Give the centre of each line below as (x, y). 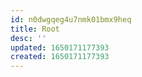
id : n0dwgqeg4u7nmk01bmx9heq (71, 19)
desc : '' (28, 38)
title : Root (35, 29)
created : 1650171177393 (60, 57)
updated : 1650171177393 (60, 47)
